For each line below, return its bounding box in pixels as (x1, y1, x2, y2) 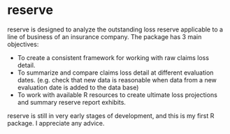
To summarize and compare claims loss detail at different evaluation (17, 68, 214, 77)
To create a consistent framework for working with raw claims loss (17, 53, 210, 61)
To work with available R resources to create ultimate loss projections (17, 90, 218, 99)
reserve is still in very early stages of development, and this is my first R (7, 111, 215, 120)
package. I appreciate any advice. (7, 119, 105, 127)
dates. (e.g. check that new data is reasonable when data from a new (17, 75, 217, 84)
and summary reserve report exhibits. (17, 98, 126, 106)
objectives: (7, 40, 39, 48)
